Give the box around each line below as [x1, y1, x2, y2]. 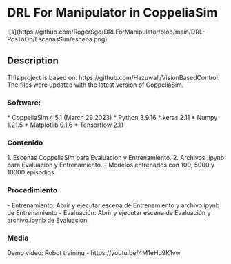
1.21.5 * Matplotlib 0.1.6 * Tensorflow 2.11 [7, 121, 124, 129]
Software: [7, 98, 41, 108]
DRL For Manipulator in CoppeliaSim [7, 5, 218, 21]
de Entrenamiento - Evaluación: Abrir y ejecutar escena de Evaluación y [7, 208, 211, 216]
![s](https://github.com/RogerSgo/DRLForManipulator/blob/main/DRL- [7, 28, 205, 36]
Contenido [7, 138, 43, 148]
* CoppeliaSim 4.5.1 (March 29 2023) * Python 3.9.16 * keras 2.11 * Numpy [7, 114, 218, 122]
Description [7, 55, 59, 67]
